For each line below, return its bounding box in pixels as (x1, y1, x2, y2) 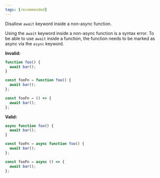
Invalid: (5, 50, 21, 56)
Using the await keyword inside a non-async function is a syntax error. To (5, 30, 154, 36)
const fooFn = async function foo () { (5, 141, 84, 147)
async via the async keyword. (5, 40, 64, 47)
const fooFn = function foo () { (5, 78, 71, 83)
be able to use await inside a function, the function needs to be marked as (5, 35, 156, 41)
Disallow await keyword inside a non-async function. (5, 21, 112, 27)
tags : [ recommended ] (5, 7, 48, 12)
